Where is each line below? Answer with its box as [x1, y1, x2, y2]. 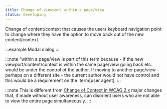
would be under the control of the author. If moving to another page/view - [5, 66, 159, 73]
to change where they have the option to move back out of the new [5, 31, 144, 37]
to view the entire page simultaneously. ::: [5, 97, 91, 103]
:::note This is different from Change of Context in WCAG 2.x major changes [5, 87, 162, 93]
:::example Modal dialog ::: [5, 46, 60, 52]
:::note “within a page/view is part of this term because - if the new [5, 56, 144, 62]
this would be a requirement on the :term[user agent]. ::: [5, 77, 121, 83]
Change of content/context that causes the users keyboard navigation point [5, 26, 162, 32]
